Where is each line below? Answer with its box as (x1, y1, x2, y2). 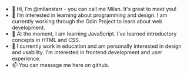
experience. (11, 55, 41, 62)
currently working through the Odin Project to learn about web (11, 18, 163, 24)
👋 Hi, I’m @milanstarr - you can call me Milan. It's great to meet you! (11, 6, 177, 12)
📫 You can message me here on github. (11, 62, 110, 68)
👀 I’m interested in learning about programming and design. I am (11, 12, 168, 19)
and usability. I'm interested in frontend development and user (11, 49, 163, 55)
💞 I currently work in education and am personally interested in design (11, 43, 182, 50)
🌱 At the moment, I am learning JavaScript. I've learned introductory (11, 30, 177, 37)
